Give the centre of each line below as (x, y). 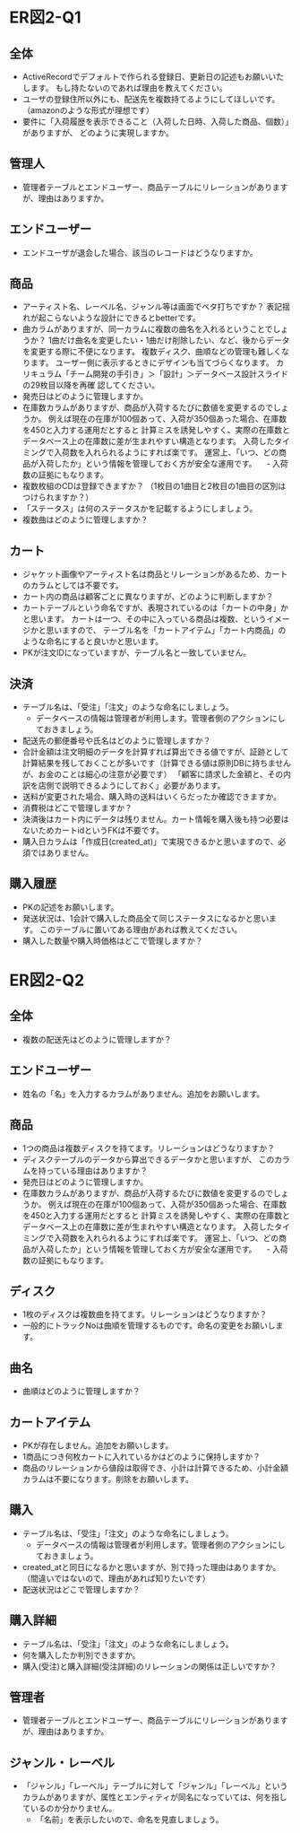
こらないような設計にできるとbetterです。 (124, 318)
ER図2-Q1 (45, 17)
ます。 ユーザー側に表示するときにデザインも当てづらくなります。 (152, 362)
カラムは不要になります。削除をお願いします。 (108, 1479)
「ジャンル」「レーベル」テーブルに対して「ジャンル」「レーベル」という (155, 1786)
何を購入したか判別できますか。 (81, 1654)
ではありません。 (62, 853)
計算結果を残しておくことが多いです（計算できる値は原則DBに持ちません (157, 764)
